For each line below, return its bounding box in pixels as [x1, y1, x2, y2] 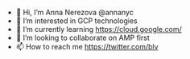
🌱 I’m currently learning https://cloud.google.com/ [15, 25, 183, 33]
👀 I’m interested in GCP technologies [15, 16, 138, 26]
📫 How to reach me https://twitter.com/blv [15, 42, 159, 51]
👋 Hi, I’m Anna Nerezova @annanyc [15, 8, 134, 17]
